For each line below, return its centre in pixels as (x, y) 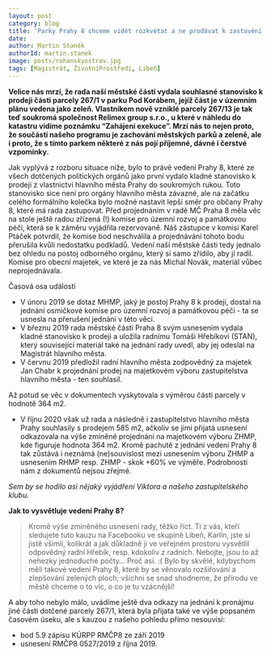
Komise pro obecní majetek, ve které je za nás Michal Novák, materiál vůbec (135, 262)
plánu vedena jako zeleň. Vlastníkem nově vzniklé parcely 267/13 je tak (131, 108)
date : (17, 38)
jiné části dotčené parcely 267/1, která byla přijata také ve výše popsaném (132, 611)
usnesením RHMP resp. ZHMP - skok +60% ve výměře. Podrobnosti (134, 462)
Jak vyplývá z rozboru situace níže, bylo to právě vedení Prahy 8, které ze (131, 167)
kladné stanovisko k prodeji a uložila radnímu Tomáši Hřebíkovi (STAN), (138, 336)
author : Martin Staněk (47, 46)
